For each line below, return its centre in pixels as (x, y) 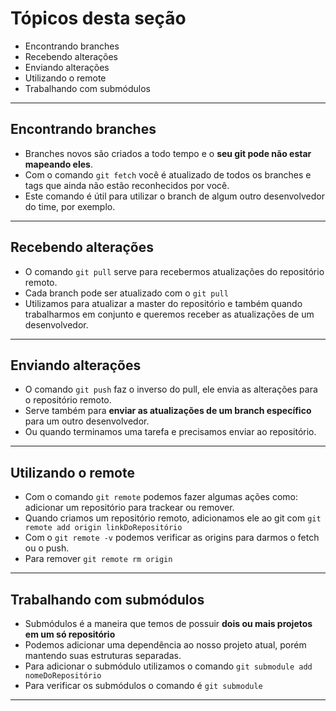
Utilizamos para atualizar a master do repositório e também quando (163, 303)
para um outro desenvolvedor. (87, 421)
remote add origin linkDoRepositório (103, 528)
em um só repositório (70, 634)
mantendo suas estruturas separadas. (103, 655)
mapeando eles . (58, 164)
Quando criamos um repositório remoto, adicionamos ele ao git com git (173, 518)
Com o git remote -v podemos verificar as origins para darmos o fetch (172, 538)
